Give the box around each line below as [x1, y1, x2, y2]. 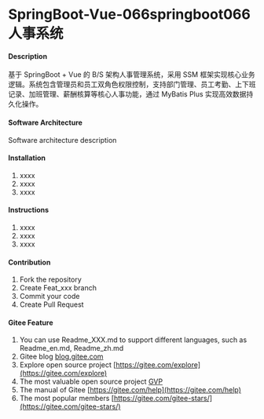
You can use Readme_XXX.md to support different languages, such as [19, 335, 247, 344]
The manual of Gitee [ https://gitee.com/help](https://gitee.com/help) [19, 385, 242, 395]
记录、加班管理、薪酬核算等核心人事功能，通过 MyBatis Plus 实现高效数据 [8, 89, 247, 99]
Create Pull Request [19, 300, 84, 309]
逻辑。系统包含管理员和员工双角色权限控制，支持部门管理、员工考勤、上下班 [8, 80, 256, 89]
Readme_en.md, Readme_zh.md [19, 344, 124, 353]
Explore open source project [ [19, 360, 116, 370]
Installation [8, 153, 46, 162]
